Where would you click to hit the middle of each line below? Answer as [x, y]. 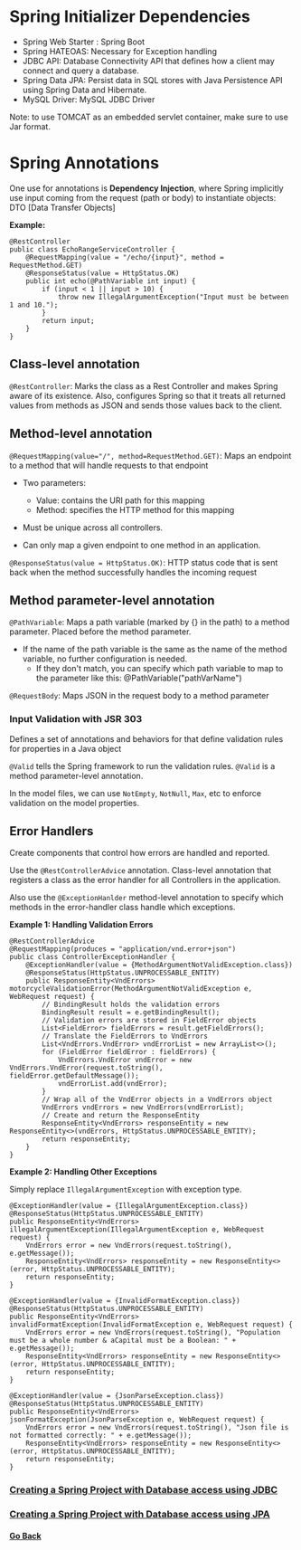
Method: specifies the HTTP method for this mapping [135, 509]
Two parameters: [54, 482]
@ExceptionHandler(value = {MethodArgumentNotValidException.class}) [160, 965]
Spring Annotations [85, 163]
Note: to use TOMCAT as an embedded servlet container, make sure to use [149, 117]
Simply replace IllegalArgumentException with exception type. [126, 1189]
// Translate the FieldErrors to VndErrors [125, 1037]
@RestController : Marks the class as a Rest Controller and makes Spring [144, 385]
